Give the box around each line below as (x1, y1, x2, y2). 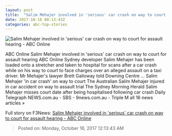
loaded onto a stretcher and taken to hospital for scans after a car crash (5, 62, 157, 68)
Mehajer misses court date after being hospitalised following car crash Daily (5, 89, 166, 95)
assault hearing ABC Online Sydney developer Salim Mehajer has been (5, 57, 155, 63)
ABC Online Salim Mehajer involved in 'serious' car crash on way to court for (5, 51, 167, 57)
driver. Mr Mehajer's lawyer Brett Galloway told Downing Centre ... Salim (5, 73, 158, 79)
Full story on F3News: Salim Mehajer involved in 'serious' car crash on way (5, 110, 164, 116)
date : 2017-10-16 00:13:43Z (5, 17, 66, 22)
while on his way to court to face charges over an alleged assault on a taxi (5, 67, 162, 74)
